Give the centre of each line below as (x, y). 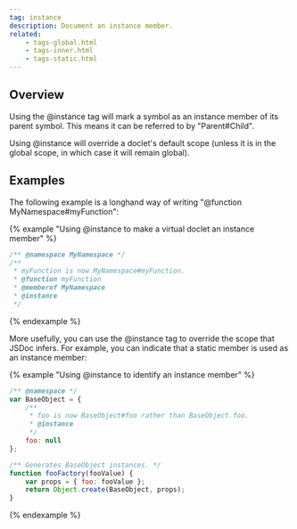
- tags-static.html (62, 59)
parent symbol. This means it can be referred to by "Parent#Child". (132, 126)
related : (25, 34)
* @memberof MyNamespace (59, 288)
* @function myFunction (57, 280)
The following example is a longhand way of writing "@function (126, 202)
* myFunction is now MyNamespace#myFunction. (99, 271)
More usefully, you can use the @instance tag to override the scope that (142, 338)
